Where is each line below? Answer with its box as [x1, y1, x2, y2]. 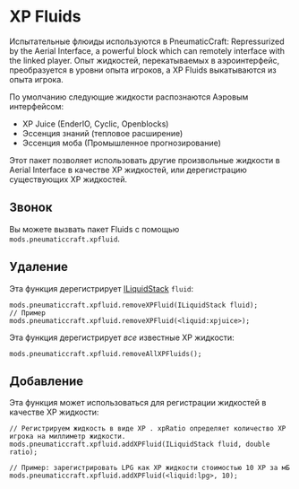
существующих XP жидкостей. [9, 173, 128, 185]
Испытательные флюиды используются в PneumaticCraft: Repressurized [9, 36, 285, 47]
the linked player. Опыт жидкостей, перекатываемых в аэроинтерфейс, [9, 55, 280, 65]
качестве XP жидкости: [9, 406, 99, 418]
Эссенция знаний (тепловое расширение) [21, 127, 184, 138]
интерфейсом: [9, 100, 64, 111]
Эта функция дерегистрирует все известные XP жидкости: [9, 332, 235, 343]
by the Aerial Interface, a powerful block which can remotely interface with [9, 45, 285, 56]
